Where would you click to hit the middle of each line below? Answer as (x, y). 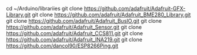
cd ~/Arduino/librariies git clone (44, 8)
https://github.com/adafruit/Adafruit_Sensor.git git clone (74, 27)
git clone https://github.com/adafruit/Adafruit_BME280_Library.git (111, 15)
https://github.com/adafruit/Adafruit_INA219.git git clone (74, 39)
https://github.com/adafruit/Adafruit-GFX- (135, 8)
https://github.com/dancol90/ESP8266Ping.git (62, 46)
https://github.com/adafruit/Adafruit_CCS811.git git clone (74, 33)
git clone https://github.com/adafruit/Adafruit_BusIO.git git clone (84, 21)
